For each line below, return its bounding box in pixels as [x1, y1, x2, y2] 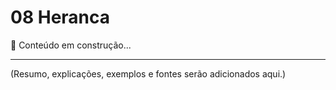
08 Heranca [10, 6, 111, 29]
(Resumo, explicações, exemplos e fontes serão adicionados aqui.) [10, 67, 287, 80]
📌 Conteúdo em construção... [10, 39, 132, 51]
